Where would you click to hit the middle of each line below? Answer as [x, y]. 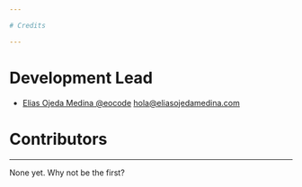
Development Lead [81, 78]
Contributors [58, 139]
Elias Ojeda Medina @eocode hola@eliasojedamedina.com [131, 102]
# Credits [28, 25]
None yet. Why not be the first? [67, 173]
